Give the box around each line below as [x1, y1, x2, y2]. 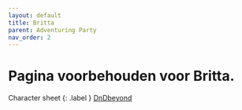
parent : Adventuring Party [8, 26, 97, 34]
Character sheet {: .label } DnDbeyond [8, 93, 132, 103]
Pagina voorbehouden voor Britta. [8, 68, 235, 85]
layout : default [8, 11, 61, 20]
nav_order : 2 [8, 33, 51, 42]
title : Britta [8, 19, 55, 27]
